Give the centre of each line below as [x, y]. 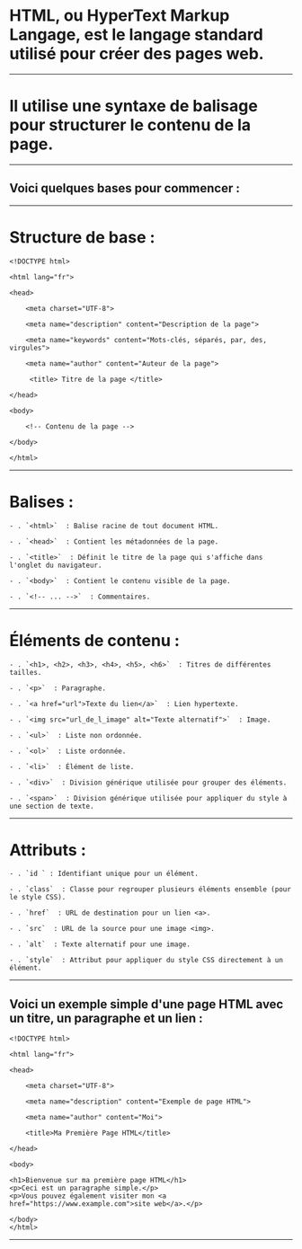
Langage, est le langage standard [136, 35]
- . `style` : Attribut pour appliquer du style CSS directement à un [146, 961]
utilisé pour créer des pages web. [137, 54]
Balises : [41, 502]
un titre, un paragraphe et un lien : [107, 1018]
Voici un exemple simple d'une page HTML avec [147, 1004]
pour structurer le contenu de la [130, 125]
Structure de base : [82, 237]
